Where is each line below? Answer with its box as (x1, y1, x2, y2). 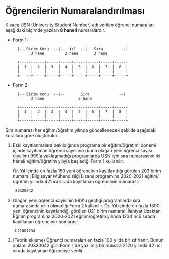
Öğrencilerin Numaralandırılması (5, 5, 145, 17)
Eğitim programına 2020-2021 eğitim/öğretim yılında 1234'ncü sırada (12, 213, 155, 219)
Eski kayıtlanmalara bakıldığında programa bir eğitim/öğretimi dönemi (12, 142, 156, 148)
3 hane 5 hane (31, 96, 92, 101)
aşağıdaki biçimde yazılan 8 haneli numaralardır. (5, 27, 106, 33)
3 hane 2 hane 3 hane (31, 51, 108, 56)
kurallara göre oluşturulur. (5, 132, 59, 138)
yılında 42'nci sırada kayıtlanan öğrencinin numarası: (30, 178, 139, 184)
